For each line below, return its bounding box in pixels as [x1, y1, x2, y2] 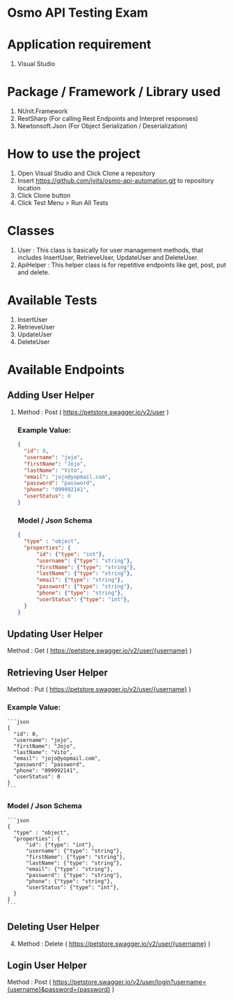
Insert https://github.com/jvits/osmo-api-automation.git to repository [17, 177, 214, 185]
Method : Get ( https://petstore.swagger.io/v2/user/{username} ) [7, 646, 193, 655]
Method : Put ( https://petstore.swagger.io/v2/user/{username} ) [7, 685, 191, 694]
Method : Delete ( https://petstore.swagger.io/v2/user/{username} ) [17, 940, 211, 948]
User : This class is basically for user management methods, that [17, 245, 204, 254]
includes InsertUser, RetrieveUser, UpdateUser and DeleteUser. [17, 253, 200, 261]
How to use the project [7, 146, 140, 162]
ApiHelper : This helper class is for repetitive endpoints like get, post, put [17, 261, 227, 269]
